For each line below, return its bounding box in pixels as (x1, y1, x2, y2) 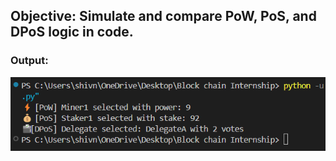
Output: (10, 54, 49, 68)
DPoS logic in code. (10, 24, 134, 41)
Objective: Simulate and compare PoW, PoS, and (10, 8, 317, 25)
